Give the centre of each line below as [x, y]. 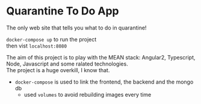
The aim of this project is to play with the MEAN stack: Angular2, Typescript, [101, 57]
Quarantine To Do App [63, 11]
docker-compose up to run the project [51, 39]
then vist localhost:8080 [37, 46]
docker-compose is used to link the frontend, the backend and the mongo [104, 82]
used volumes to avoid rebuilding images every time [88, 94]
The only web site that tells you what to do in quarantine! [76, 28]
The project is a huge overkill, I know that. [58, 70]
